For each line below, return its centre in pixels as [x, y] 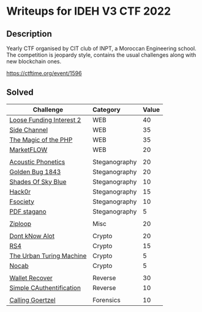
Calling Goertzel [33, 300]
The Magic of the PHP [41, 140]
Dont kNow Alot [32, 236]
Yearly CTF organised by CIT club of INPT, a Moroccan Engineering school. [102, 48]
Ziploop [21, 223]
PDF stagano [28, 211]
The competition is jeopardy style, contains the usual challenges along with [101, 55]
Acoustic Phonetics [37, 162]
